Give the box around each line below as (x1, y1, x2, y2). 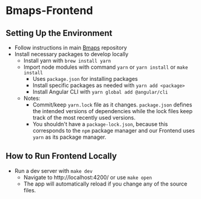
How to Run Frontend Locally (5, 151, 117, 161)
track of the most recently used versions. (32, 114, 136, 121)
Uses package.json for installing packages (32, 75, 138, 82)
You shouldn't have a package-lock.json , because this (32, 120, 168, 128)
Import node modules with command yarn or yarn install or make (23, 63, 188, 71)
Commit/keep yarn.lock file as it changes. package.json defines (32, 101, 192, 108)
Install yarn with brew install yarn (23, 57, 111, 64)
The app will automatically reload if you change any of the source (23, 180, 188, 187)
